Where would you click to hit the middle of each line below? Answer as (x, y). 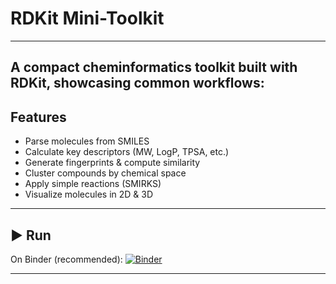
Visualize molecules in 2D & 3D (89, 194)
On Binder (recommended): (66, 259)
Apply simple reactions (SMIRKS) (93, 184)
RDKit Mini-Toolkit (87, 18)
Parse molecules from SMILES (87, 141)
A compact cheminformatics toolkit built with (154, 67)
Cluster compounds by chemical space (105, 173)
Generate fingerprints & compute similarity (112, 163)
